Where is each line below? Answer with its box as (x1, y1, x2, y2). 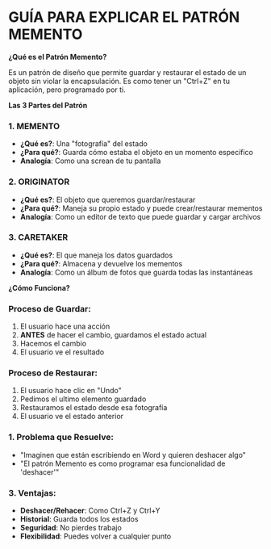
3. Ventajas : (8, 487, 56, 498)
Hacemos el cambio (19, 339, 87, 349)
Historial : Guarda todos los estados (19, 514, 139, 524)
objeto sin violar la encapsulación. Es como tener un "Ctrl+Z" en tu (8, 76, 230, 86)
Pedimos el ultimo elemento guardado (19, 394, 147, 404)
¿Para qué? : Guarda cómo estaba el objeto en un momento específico (19, 148, 254, 157)
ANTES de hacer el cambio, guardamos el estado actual (19, 330, 207, 340)
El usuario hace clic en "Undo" (19, 386, 123, 396)
